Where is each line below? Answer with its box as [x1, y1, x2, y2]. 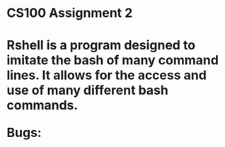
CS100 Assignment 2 [6, 5, 133, 21]
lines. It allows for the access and [6, 67, 207, 83]
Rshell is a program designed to [6, 37, 196, 54]
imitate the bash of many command [6, 52, 219, 69]
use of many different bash [6, 83, 169, 98]
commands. [6, 98, 79, 114]
